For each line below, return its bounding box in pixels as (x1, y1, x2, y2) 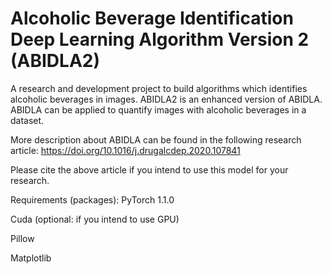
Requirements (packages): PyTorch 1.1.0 (10, 193, 175, 206)
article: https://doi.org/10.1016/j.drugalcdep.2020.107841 (10, 144, 241, 156)
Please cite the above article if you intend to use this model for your (10, 163, 289, 176)
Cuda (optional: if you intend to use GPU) (10, 213, 180, 225)
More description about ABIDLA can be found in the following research (10, 133, 302, 146)
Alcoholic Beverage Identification (10, 7, 294, 30)
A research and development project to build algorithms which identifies (10, 82, 308, 94)
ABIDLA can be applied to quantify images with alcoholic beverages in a (10, 103, 307, 116)
